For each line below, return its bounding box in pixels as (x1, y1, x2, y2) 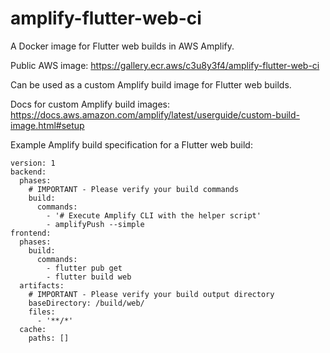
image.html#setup (10, 119, 85, 131)
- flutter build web (46, 272, 132, 282)
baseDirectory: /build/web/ (28, 298, 145, 308)
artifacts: (19, 280, 65, 291)
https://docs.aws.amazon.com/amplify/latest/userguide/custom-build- (10, 108, 300, 121)
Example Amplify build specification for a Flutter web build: (10, 138, 253, 151)
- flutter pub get (46, 263, 123, 273)
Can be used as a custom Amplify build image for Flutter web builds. (10, 78, 292, 91)
